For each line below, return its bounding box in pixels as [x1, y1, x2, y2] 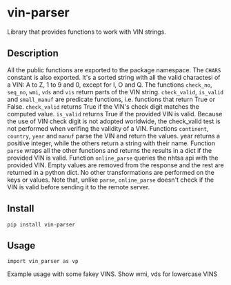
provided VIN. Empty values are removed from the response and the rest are [7, 160, 224, 169]
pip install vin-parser [7, 221, 76, 228]
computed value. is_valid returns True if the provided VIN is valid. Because [7, 109, 223, 118]
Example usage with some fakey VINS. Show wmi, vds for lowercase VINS [7, 270, 218, 278]
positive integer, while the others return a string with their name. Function [7, 139, 216, 147]
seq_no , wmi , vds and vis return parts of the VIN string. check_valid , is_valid [7, 87, 224, 96]
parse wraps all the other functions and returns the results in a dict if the [7, 146, 212, 154]
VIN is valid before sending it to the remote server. [7, 182, 150, 191]
